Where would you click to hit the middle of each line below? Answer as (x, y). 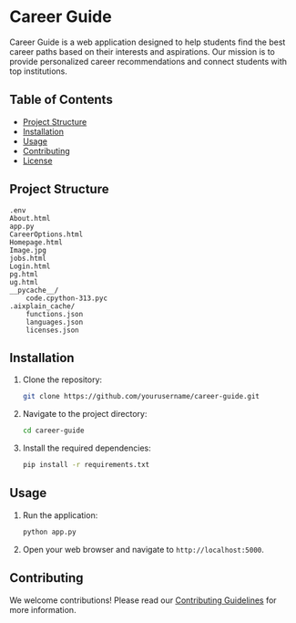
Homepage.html (36, 242)
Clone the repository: (62, 379)
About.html (30, 218)
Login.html (30, 266)
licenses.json (52, 330)
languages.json (55, 322)
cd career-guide (53, 431)
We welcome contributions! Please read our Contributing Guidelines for (143, 600)
